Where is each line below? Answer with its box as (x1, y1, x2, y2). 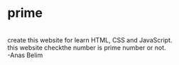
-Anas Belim (7, 51, 43, 59)
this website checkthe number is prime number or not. (7, 43, 166, 52)
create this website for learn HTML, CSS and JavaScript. (7, 35, 173, 44)
